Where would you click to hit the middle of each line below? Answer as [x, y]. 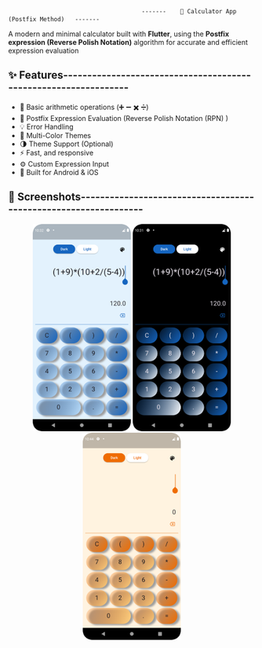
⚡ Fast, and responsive [56, 152]
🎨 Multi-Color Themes [55, 135]
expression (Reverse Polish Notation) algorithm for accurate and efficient [128, 42]
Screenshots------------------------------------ [136, 197]
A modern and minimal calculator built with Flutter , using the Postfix [119, 34]
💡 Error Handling [46, 126]
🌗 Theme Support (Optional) [66, 144]
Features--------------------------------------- [135, 75]
